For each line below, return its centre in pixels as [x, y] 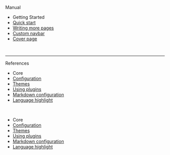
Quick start [24, 23]
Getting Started [28, 17]
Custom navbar [29, 33]
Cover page [25, 39]
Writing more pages [33, 28]
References [17, 63]
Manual [13, 7]
